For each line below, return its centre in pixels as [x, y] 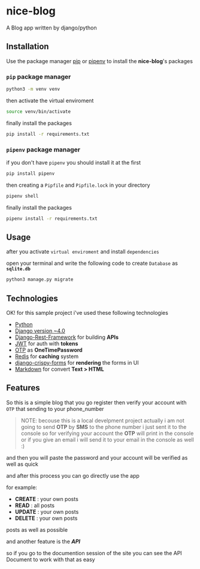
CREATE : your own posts [47, 499]
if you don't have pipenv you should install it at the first [73, 162]
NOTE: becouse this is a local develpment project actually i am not [102, 420]
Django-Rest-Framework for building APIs [66, 337]
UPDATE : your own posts [47, 511]
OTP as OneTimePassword [49, 350]
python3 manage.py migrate [40, 280]
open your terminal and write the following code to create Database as [92, 263]
